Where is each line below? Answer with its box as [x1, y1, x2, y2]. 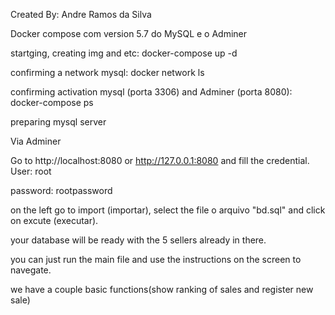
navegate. [10, 264, 52, 276]
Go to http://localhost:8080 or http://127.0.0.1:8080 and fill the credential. [10, 155, 310, 166]
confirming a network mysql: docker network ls [10, 67, 205, 78]
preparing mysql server [10, 116, 107, 128]
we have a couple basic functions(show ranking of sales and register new [10, 284, 314, 295]
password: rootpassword [10, 185, 113, 196]
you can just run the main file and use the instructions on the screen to [10, 254, 302, 265]
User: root [10, 165, 52, 177]
